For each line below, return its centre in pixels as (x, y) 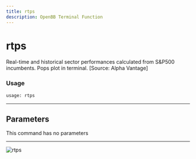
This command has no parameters (47, 133)
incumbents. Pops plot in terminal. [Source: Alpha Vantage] (77, 68)
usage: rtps (20, 95)
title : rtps (20, 11)
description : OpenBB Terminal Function (55, 17)
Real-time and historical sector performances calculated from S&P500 (90, 62)
